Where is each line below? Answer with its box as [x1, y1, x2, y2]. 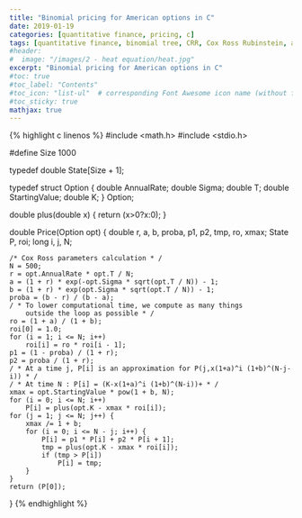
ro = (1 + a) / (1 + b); [9, 317, 102, 326]
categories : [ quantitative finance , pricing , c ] [9, 30, 195, 39]
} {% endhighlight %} [9, 498, 88, 509]
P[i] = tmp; [57, 459, 102, 468]
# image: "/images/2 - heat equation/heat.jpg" [9, 55, 195, 64]
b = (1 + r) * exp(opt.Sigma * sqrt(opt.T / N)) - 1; [9, 286, 216, 295]
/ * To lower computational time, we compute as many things [9, 301, 244, 311]
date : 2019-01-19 [9, 22, 75, 31]
